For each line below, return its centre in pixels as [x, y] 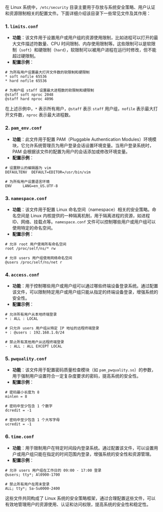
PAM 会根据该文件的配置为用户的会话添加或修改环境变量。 [71, 152]
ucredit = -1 [18, 424]
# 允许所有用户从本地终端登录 [31, 315]
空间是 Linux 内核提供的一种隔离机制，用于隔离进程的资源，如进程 [83, 215]
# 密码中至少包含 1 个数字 [29, 406]
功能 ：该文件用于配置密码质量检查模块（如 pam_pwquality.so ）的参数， [84, 370]
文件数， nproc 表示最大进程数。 [41, 115]
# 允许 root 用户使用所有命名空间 [36, 244]
